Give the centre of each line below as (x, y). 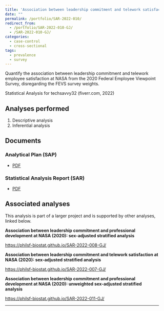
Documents (23, 141)
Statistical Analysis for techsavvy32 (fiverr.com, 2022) (60, 93)
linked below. (18, 221)
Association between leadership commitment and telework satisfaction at (82, 254)
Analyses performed (37, 109)
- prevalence (23, 55)
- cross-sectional (28, 46)
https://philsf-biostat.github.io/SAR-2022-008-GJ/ (56, 245)
